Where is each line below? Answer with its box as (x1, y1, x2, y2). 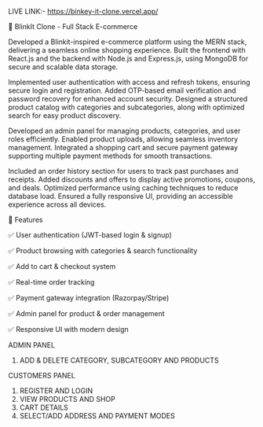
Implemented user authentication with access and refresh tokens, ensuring (8, 78, 250, 87)
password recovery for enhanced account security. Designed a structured (8, 94, 248, 103)
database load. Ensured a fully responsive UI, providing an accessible (8, 192, 233, 201)
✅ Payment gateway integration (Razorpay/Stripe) (8, 293, 170, 302)
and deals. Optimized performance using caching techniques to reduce (8, 183, 239, 192)
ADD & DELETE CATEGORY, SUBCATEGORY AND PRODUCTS (19, 355, 219, 365)
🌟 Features (8, 215, 43, 224)
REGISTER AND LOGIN (19, 386, 93, 396)
